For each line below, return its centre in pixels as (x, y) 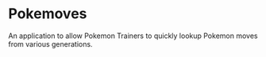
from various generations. (50, 44)
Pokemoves (48, 14)
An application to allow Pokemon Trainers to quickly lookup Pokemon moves (133, 36)
